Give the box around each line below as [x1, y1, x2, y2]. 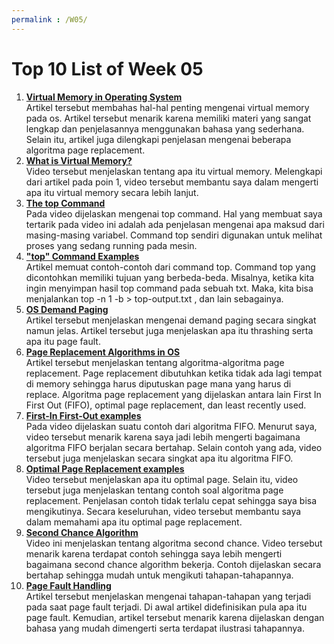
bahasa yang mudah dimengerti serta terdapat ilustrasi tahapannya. [25, 622, 305, 634]
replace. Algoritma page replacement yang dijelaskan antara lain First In [25, 388, 322, 400]
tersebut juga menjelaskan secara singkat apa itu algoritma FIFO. [25, 452, 294, 464]
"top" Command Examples [25, 250, 140, 262]
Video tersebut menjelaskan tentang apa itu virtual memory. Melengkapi [25, 165, 323, 177]
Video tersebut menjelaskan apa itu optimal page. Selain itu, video [25, 473, 299, 485]
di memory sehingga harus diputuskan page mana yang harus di [25, 377, 292, 390]
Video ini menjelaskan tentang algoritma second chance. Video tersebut [25, 537, 323, 549]
